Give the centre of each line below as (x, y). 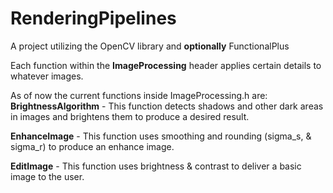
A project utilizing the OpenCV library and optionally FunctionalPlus (150, 46)
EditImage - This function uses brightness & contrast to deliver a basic (156, 166)
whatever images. (47, 76)
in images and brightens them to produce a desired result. (130, 116)
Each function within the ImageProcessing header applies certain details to (166, 65)
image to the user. (47, 176)
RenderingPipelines (93, 18)
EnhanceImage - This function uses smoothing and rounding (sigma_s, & (161, 136)
